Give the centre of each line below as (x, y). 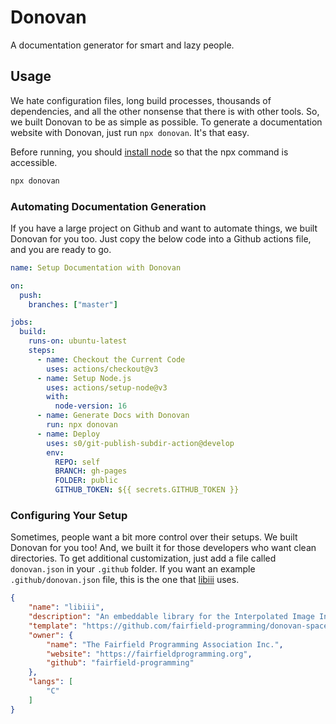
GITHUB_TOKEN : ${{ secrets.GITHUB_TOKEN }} (147, 490)
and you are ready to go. (61, 249)
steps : (42, 351)
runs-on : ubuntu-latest (78, 341)
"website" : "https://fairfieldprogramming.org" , (149, 654)
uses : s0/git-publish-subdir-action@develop (140, 443)
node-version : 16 (91, 406)
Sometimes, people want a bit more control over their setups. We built (154, 537)
